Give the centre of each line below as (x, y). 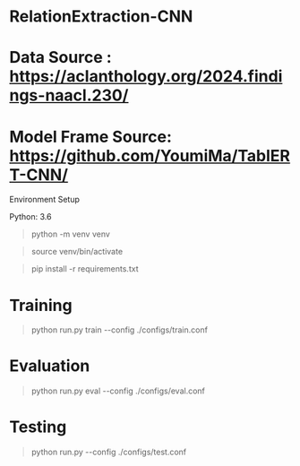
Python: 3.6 (30, 217)
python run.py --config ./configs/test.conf (109, 452)
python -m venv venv (70, 234)
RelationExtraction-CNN (101, 17)
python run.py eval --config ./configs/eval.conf (118, 391)
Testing (38, 427)
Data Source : (60, 58)
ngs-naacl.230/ (69, 95)
